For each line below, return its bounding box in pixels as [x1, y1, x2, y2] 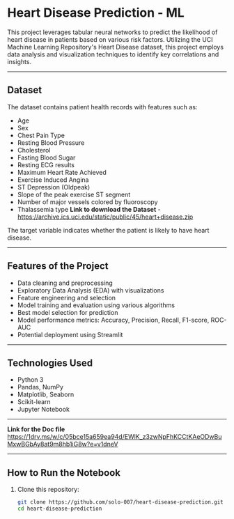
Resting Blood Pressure [17, 138, 85, 147]
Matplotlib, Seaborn [17, 390, 75, 398]
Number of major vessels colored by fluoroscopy [17, 197, 158, 206]
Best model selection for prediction [17, 308, 118, 316]
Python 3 [17, 375, 44, 384]
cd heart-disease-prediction [17, 505, 102, 513]
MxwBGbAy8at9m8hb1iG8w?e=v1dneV [7, 440, 118, 449]
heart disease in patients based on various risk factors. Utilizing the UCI [7, 35, 214, 43]
